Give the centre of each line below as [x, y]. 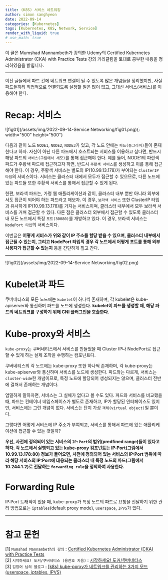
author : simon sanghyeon [31, 15]
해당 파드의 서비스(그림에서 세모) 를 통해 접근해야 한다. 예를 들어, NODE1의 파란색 [82, 157]
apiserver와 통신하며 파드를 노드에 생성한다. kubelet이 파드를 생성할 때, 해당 [80, 305]
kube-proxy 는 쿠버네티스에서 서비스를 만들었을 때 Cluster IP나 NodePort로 [78, 348]
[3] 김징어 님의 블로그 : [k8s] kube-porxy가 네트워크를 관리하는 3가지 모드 [77, 566]
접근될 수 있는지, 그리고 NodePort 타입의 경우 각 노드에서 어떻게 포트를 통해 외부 [83, 242]
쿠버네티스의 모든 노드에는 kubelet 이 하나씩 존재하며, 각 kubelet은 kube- [77, 299]
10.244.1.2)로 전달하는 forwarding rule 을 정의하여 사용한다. [65, 466]
